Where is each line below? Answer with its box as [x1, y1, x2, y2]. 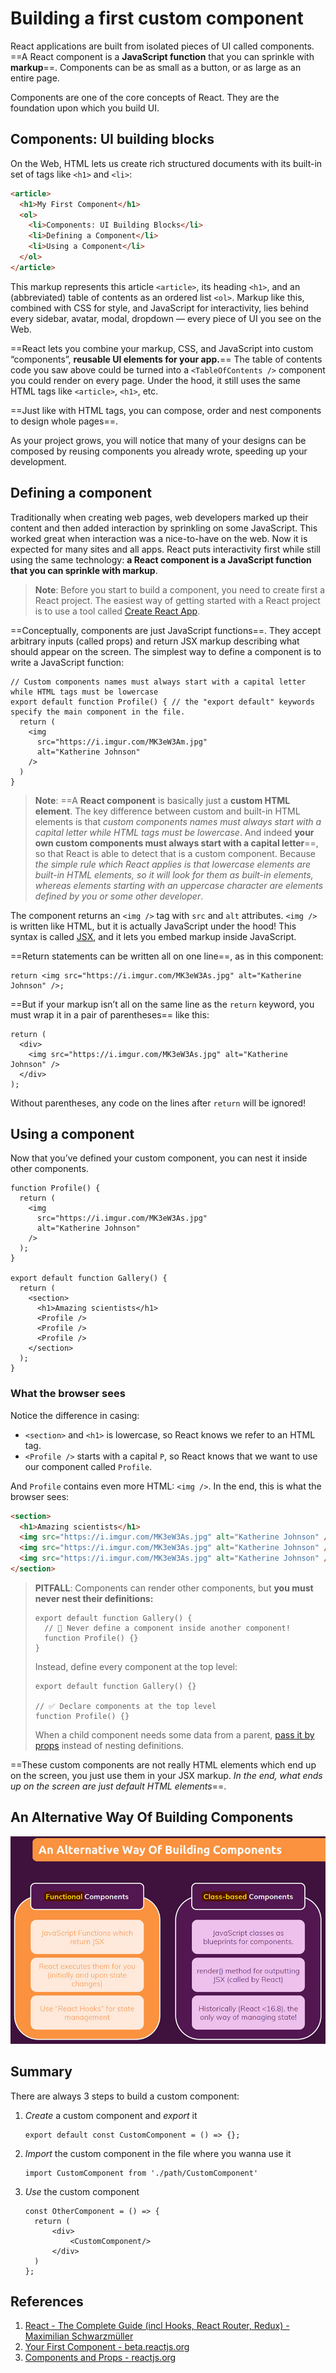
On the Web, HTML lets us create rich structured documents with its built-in [10, 157, 323, 169]
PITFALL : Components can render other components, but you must [34, 1582, 314, 1594]
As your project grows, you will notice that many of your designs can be [10, 434, 307, 446]
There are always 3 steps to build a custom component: [10, 2090, 240, 2102]
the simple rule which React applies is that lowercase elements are [34, 858, 312, 870]
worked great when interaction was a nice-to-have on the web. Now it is [10, 532, 308, 544]
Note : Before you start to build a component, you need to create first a [34, 583, 326, 596]
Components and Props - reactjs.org [24, 2352, 177, 2364]
